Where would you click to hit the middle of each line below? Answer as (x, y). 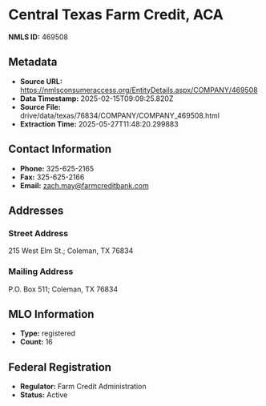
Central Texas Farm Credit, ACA (116, 15)
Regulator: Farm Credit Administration (83, 387)
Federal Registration (60, 367)
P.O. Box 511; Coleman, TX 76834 (63, 289)
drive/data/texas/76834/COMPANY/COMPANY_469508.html (120, 115)
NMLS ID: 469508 (38, 37)
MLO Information (51, 314)
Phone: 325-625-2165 (57, 168)
